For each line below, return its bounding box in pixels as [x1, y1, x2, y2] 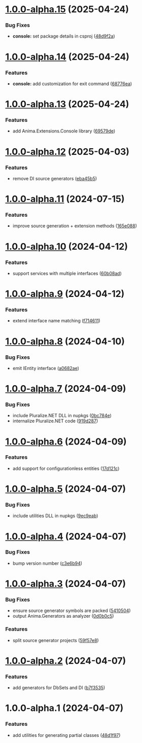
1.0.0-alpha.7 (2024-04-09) [5, 383, 126, 394]
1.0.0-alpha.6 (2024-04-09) [5, 435, 127, 447]
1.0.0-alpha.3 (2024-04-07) [5, 578, 126, 589]
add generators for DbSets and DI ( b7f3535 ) [12, 685, 105, 691]
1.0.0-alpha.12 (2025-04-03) [5, 146, 130, 157]
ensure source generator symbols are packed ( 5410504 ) [12, 607, 131, 614]
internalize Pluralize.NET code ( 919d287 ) [12, 418, 98, 424]
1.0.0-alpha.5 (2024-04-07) [5, 483, 126, 495]
